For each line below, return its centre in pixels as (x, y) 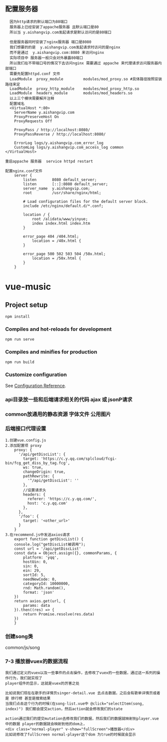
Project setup (27, 305)
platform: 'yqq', (41, 557)
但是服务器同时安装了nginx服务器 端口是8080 (51, 42)
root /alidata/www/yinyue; (60, 219)
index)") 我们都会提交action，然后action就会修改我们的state (64, 709)
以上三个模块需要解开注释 (32, 98)
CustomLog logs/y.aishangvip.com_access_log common (69, 147)
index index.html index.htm (61, 223)
